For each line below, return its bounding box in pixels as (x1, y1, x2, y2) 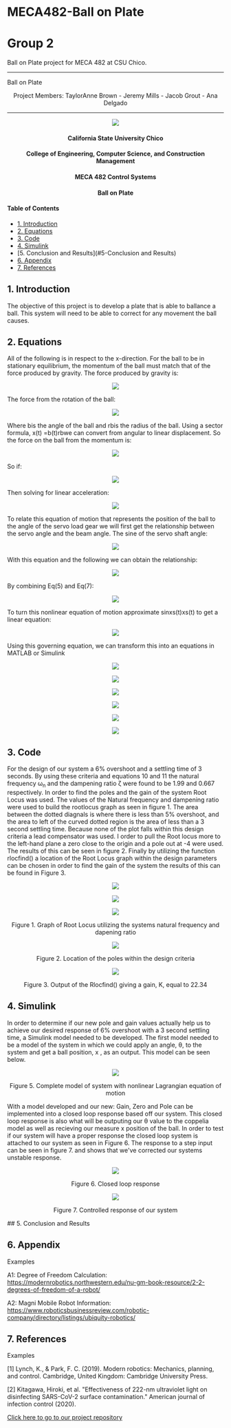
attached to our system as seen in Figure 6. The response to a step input (7, 1138, 213, 1147)
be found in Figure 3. (7, 868, 67, 877)
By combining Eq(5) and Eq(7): (7, 582, 94, 590)
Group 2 (7, 36, 54, 52)
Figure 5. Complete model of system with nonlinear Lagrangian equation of (9, 1081, 222, 1089)
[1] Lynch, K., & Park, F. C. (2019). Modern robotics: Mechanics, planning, (7, 1365, 214, 1373)
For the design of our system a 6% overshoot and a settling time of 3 (7, 765, 202, 773)
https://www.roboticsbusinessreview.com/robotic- (7, 1306, 150, 1314)
